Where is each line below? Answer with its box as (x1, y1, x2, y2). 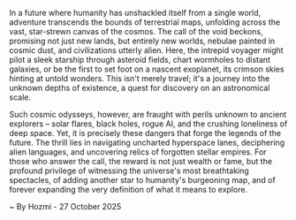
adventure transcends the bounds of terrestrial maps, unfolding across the (9, 17, 281, 27)
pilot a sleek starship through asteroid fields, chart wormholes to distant (9, 55, 271, 64)
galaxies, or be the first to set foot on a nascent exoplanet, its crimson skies (9, 64, 285, 74)
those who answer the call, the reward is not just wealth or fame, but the (9, 156, 272, 166)
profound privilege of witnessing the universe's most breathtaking (9, 165, 249, 176)
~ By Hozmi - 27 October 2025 (9, 201, 122, 211)
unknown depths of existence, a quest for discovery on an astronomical (9, 83, 270, 93)
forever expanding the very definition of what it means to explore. (9, 185, 248, 194)
